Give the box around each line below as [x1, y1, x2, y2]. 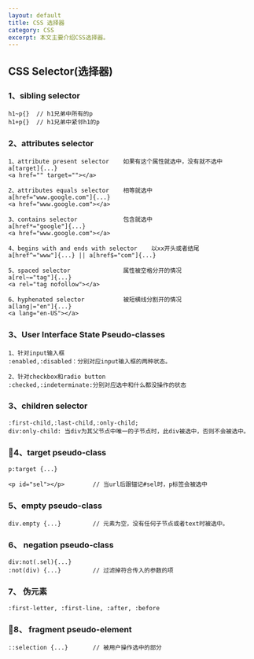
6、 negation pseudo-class [8, 539, 114, 550]
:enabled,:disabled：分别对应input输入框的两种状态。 [8, 357, 171, 366]
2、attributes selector [8, 138, 94, 149]
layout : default [8, 11, 61, 20]
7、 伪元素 [8, 586, 47, 597]
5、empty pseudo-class [8, 500, 102, 511]
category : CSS [8, 26, 55, 34]
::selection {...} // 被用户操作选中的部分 [8, 644, 163, 652]
